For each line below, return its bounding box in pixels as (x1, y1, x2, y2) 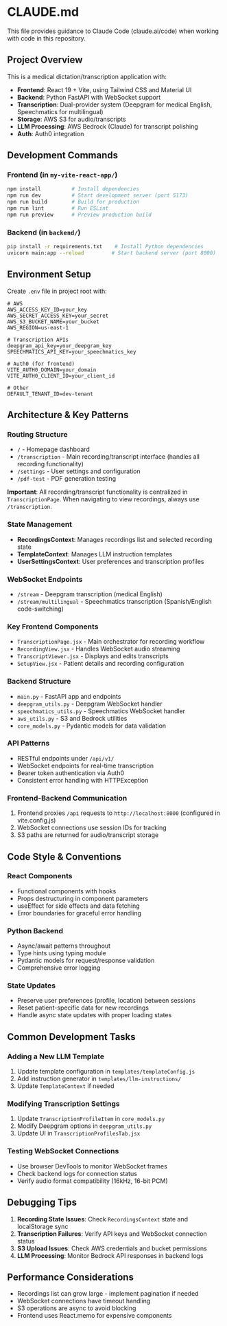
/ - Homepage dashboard (16, 445, 91, 454)
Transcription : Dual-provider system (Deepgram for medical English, (16, 100, 213, 109)
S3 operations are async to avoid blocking (16, 1304, 136, 1312)
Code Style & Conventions (7, 851, 122, 862)
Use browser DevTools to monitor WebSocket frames (16, 1162, 168, 1170)
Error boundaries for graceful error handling (16, 909, 142, 917)
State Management (7, 520, 73, 530)
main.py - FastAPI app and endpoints (16, 692, 121, 700)
